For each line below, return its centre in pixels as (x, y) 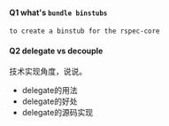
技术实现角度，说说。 (48, 72)
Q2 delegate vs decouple (56, 51)
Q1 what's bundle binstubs (58, 12)
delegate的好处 (50, 101)
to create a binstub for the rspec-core (85, 31)
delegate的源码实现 (58, 113)
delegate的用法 (50, 91)
